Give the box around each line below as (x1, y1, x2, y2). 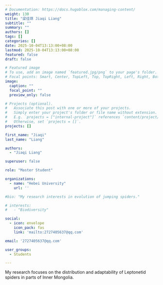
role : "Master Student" (5, 168, 53, 173)
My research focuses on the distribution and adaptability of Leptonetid (5, 269, 146, 275)
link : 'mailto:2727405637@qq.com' (14, 230, 83, 235)
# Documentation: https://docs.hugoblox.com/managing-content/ (5, 7, 136, 12)
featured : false (5, 52, 38, 57)
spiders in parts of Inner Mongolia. (5, 274, 74, 280)
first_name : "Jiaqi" (5, 132, 47, 137)
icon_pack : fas (14, 225, 45, 230)
